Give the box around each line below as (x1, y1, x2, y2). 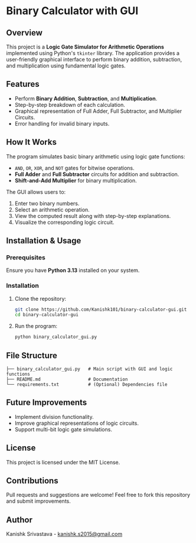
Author (6, 515, 32, 525)
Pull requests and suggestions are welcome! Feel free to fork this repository (6, 492, 191, 499)
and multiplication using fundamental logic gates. (6, 62, 126, 69)
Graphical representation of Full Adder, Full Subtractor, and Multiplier (14, 108, 182, 115)
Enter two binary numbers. (14, 200, 80, 207)
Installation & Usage (6, 236, 81, 246)
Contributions (6, 476, 58, 486)
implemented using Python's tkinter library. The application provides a (6, 50, 180, 57)
